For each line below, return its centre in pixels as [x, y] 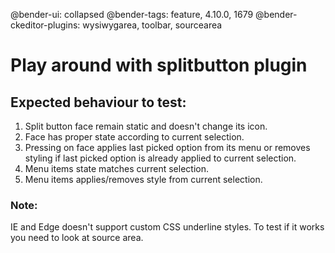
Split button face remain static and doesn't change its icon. [146, 126]
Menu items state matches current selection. [116, 168]
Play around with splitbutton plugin [159, 65]
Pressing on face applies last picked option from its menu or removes [167, 147]
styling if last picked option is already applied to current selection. [160, 158]
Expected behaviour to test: [98, 102]
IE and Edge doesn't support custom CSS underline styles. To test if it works [167, 227]
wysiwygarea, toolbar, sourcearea [152, 25]
